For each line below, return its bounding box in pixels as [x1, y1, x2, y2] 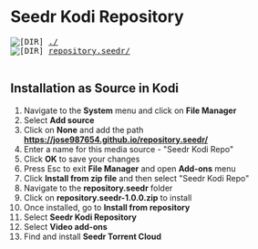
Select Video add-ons [23, 221, 108, 232]
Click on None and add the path [23, 124, 144, 135]
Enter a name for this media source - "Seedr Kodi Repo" [23, 143, 234, 154]
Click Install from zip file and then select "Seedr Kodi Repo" [23, 172, 250, 183]
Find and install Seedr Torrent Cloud [23, 231, 162, 242]
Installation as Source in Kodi [10, 80, 179, 97]
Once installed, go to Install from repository [23, 202, 191, 213]
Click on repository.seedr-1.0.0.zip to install [23, 192, 192, 202]
